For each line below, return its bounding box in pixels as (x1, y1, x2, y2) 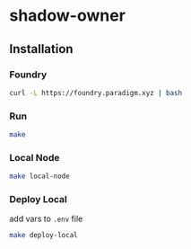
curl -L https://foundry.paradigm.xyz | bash (9, 88, 182, 97)
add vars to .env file (9, 213, 83, 225)
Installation (9, 41, 74, 57)
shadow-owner (9, 5, 126, 26)
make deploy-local (9, 231, 78, 240)
